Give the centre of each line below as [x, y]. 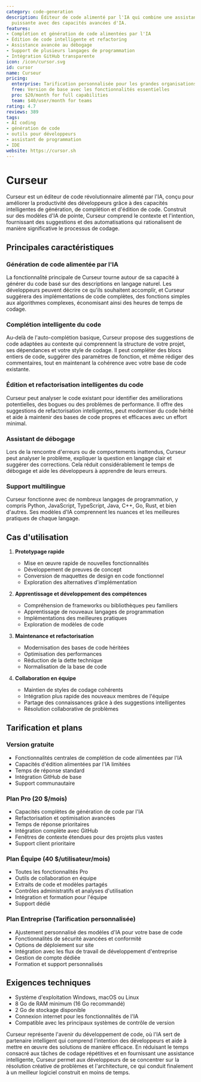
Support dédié [33, 904]
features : [19, 28]
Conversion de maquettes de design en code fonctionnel [94, 576]
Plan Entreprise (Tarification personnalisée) [71, 919]
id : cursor [20, 67]
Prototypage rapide [39, 552]
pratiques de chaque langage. [43, 518]
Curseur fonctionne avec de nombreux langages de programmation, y [92, 499]
